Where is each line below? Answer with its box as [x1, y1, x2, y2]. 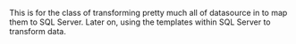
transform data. [9, 26, 67, 36]
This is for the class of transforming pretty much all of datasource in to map [9, 8, 288, 18]
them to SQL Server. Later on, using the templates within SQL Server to [9, 17, 271, 27]
